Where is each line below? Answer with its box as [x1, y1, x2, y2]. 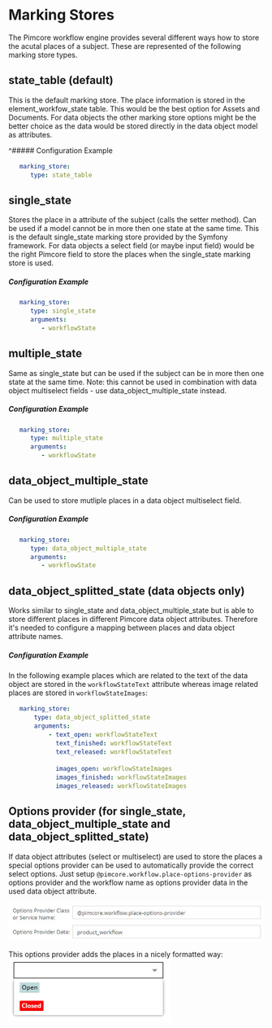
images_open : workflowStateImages [55, 765, 173, 773]
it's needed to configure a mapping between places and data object [8, 623, 235, 632]
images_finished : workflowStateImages [55, 773, 187, 782]
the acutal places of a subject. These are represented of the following [8, 41, 242, 50]
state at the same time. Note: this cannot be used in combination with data [8, 377, 257, 387]
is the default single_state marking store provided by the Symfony [8, 232, 229, 242]
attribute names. [8, 632, 63, 641]
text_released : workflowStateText [55, 747, 173, 756]
